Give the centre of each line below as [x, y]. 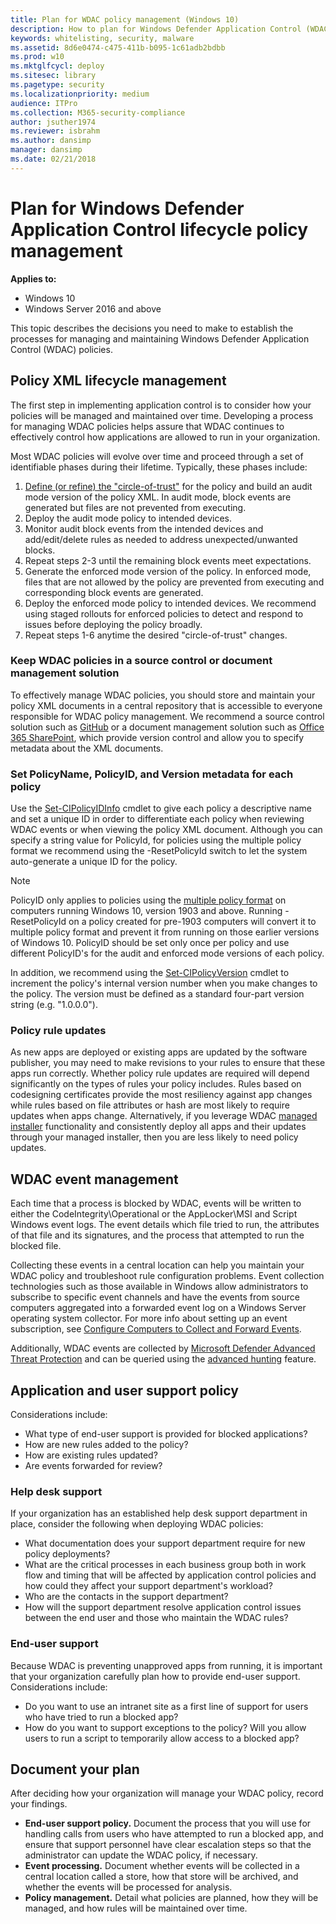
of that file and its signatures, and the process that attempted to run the [157, 1235]
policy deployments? [67, 1554]
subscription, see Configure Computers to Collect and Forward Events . [156, 1329]
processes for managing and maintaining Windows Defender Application [160, 338]
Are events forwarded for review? [93, 1466]
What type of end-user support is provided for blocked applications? [166, 1434]
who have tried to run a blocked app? [101, 1717]
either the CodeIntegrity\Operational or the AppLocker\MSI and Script [154, 1214]
